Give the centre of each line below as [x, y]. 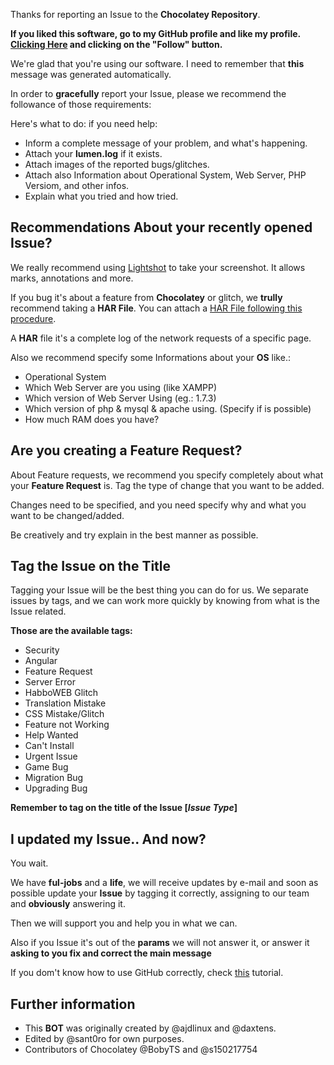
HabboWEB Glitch [61, 693]
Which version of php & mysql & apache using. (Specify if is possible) [168, 408]
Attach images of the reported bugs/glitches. [117, 164]
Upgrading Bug [56, 788]
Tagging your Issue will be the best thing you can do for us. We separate [159, 590]
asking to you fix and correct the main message [111, 953]
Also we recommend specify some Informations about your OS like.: [150, 357]
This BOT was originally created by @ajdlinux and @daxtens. [150, 1028]
